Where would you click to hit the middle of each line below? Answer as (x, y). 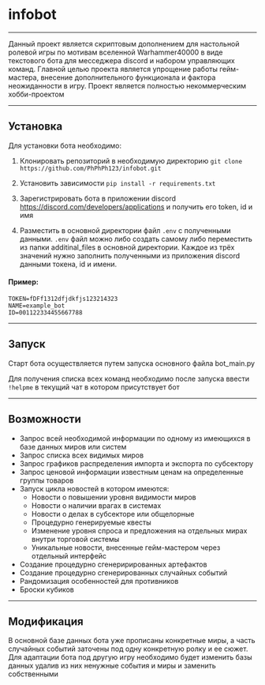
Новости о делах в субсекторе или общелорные (113, 514)
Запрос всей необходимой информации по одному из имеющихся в (135, 438)
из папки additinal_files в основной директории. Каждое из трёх (127, 247)
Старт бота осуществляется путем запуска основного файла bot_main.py (131, 363)
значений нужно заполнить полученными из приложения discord (130, 255)
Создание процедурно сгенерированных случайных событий (123, 572)
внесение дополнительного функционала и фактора (128, 77)
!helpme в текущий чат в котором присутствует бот (94, 387)
